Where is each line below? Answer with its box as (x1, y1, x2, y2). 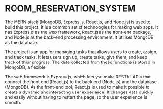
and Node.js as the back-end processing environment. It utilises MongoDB (5, 34, 154, 40)
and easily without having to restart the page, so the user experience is (5, 94, 147, 100)
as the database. (5, 39, 39, 45)
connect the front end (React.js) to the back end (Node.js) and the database (5, 78, 157, 85)
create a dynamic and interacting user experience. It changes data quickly (5, 89, 154, 95)
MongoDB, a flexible (5, 64, 46, 70)
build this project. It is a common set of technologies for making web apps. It (5, 24, 158, 30)
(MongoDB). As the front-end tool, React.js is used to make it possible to (5, 84, 150, 90)
